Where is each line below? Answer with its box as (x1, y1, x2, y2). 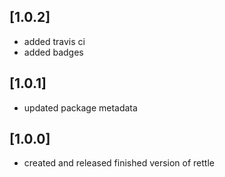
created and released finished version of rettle (23, 157, 215, 169)
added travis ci (23, 35, 86, 47)
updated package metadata (23, 101, 138, 114)
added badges (23, 46, 84, 58)
